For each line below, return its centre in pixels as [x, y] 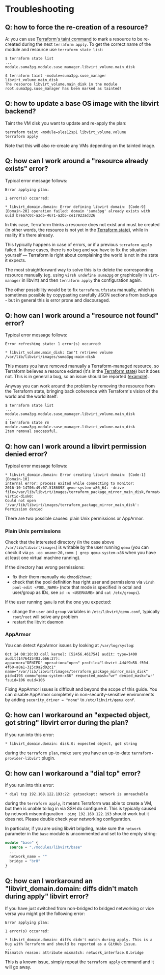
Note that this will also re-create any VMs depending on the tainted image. [80, 146]
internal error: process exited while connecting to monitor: [70, 484]
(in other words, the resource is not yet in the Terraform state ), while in [77, 230]
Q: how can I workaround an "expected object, [78, 715]
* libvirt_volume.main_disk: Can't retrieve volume [59, 353]
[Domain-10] [17, 479]
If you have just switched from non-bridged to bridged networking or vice [80, 908]
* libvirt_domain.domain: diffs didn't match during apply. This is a [79, 940]
